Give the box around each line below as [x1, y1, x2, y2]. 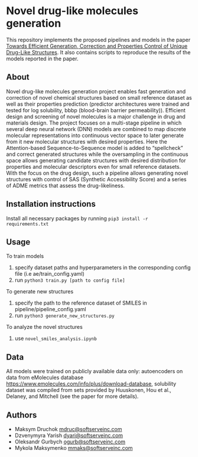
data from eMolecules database [6, 374, 84, 381]
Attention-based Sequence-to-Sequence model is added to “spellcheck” [6, 144, 183, 151]
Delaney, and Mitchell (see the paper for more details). [6, 393, 139, 400]
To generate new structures [6, 288, 74, 295]
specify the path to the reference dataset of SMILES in [14, 299, 147, 306]
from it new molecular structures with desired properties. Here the [6, 138, 167, 145]
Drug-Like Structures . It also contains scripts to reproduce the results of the [6, 48, 191, 56]
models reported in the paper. [6, 55, 79, 62]
